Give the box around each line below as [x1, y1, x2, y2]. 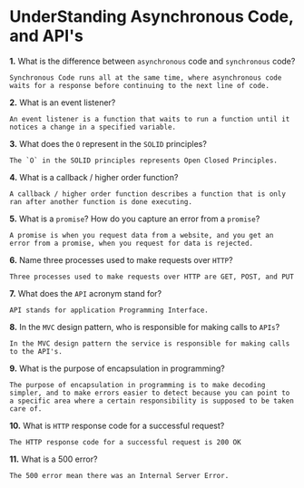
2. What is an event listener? [9, 97, 116, 108]
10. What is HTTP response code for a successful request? [9, 420, 225, 431]
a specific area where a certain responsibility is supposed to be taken [9, 396, 295, 405]
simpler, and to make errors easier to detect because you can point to [9, 388, 290, 397]
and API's [9, 25, 83, 46]
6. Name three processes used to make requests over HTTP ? [9, 254, 233, 265]
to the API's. [9, 346, 64, 356]
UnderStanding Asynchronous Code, [9, 6, 294, 27]
